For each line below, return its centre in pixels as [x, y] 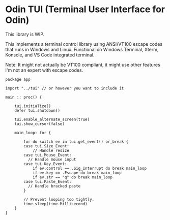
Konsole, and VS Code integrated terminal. [50, 55]
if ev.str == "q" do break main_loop [73, 177]
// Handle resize [51, 150]
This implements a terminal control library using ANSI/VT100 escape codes [84, 44]
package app [18, 79]
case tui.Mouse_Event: [48, 155]
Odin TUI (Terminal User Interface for [85, 9]
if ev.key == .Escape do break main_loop [77, 173]
